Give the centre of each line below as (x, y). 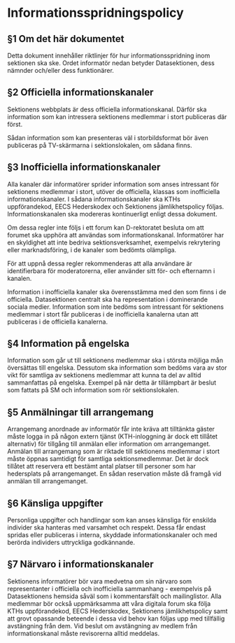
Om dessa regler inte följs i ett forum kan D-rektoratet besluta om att (106, 227)
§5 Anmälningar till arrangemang (80, 412)
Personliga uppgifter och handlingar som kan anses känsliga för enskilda (112, 520)
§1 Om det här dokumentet (66, 39)
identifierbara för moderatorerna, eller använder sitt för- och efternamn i (111, 270)
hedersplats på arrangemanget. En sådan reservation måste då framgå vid (114, 473)
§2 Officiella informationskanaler (80, 92)
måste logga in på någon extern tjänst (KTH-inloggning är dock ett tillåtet (113, 436)
